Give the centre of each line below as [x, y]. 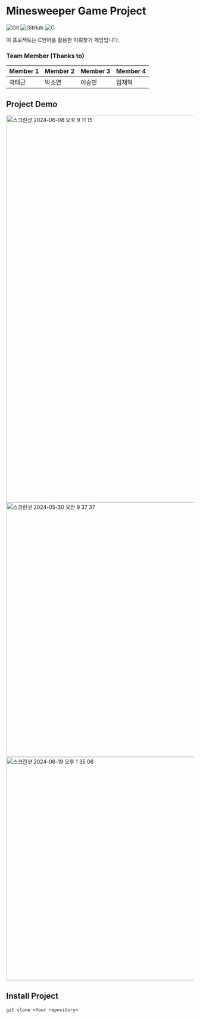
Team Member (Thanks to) [45, 56]
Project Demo [32, 104]
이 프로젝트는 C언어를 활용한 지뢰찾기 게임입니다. [63, 39]
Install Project [32, 996]
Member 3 [95, 71]
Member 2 [60, 71]
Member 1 [24, 71]
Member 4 [131, 71]
